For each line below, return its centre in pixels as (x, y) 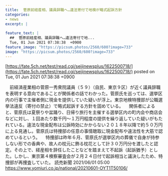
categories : (17, 15)
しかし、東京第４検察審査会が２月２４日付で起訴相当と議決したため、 (86, 156)
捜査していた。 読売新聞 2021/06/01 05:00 (66, 162)
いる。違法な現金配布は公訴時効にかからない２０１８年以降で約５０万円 (88, 125)
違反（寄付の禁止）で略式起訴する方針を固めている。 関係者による (84, 106)
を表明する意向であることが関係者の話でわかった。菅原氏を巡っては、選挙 (82, 93)
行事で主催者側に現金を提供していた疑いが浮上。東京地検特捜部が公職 (86, 100)
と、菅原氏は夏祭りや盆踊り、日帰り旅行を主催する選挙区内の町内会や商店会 (84, 112)
